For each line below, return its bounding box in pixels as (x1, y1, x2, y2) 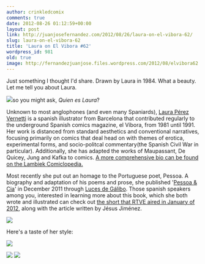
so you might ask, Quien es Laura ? (12, 96, 100, 104)
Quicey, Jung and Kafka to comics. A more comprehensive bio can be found (6, 154, 199, 161)
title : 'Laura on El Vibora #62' (6, 43, 92, 50)
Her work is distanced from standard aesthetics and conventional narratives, (6, 127, 199, 135)
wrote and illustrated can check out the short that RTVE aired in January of (6, 198, 195, 205)
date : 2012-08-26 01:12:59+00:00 (6, 20, 92, 26)
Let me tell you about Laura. (6, 83, 77, 91)
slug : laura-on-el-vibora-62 (6, 37, 81, 43)
